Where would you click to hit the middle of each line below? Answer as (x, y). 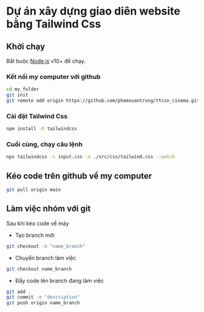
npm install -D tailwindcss (42, 129)
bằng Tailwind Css (54, 24)
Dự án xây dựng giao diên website (93, 11)
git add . (19, 292)
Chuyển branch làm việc (46, 258)
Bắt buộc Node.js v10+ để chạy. (46, 61)
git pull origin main (34, 190)
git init (17, 95)
